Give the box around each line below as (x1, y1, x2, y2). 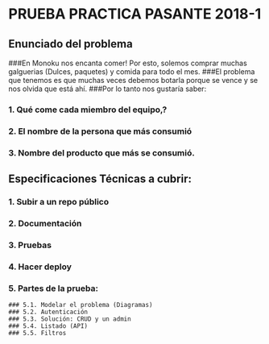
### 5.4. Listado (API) (8, 322, 89, 330)
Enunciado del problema (8, 37, 133, 51)
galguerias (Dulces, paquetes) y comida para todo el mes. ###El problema (8, 67, 255, 77)
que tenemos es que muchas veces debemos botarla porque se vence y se (8, 76, 259, 85)
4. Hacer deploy (8, 261, 72, 272)
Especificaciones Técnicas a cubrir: (8, 172, 192, 186)
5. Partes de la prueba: (8, 283, 99, 294)
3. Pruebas (8, 239, 52, 251)
